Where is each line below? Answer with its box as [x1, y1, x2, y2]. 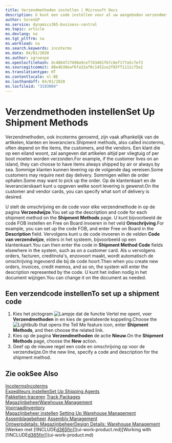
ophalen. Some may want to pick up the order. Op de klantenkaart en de [5, 177, 156, 184]
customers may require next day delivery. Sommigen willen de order [5, 172, 149, 178]
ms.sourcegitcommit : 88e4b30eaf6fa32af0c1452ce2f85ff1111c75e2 [5, 65, 143, 70]
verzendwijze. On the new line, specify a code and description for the [12, 349, 158, 355]
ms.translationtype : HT [5, 70, 56, 75]
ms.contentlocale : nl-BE [5, 74, 58, 79]
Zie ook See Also [5, 369, 58, 378]
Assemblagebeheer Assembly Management [5, 416, 98, 422]
